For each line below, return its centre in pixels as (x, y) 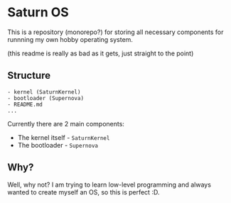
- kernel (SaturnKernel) (44, 92)
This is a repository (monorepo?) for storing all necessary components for (116, 32)
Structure (29, 76)
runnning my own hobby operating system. (70, 39)
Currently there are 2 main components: (66, 124)
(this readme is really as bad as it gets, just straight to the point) (101, 53)
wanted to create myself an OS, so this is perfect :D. (84, 192)
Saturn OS (38, 12)
